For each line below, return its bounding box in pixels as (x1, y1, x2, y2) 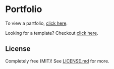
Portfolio (5, 4, 42, 15)
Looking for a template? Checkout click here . (5, 30, 98, 36)
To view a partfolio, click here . (5, 20, 68, 26)
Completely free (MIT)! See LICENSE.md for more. (5, 58, 109, 64)
